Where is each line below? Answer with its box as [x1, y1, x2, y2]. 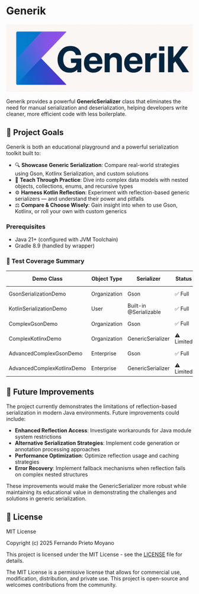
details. [6, 557, 24, 564]
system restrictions [14, 433, 62, 440]
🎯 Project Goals [6, 127, 64, 137]
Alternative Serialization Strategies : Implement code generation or [14, 439, 180, 447]
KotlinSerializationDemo [8, 305, 67, 312]
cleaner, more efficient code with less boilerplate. [6, 111, 127, 118]
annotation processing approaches [14, 445, 101, 452]
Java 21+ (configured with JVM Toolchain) [14, 236, 118, 243]
